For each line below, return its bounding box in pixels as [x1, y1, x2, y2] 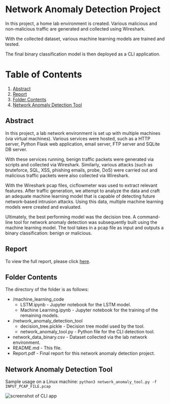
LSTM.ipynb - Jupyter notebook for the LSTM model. [20, 302, 131, 308]
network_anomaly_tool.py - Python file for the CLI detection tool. [20, 329, 155, 335]
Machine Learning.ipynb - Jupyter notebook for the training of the [20, 307, 158, 313]
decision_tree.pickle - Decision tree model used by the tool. [20, 323, 145, 329]
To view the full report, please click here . [5, 258, 90, 264]
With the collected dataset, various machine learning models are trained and [5, 36, 165, 42]
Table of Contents [5, 69, 82, 80]
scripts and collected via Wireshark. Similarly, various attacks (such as [5, 161, 153, 167]
